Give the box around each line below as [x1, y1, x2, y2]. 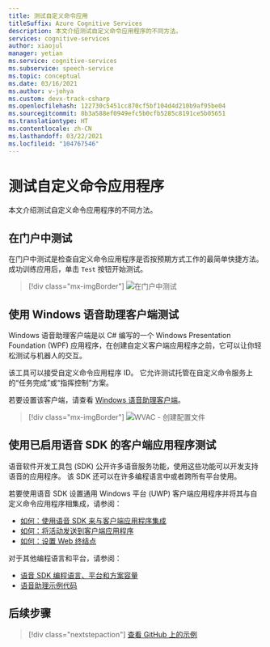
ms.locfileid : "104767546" [8, 139, 99, 148]
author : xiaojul [8, 42, 63, 50]
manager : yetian [8, 49, 63, 57]
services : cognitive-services [8, 34, 111, 43]
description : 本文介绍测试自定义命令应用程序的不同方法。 [8, 27, 182, 35]
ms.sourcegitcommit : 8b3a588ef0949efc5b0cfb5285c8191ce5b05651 [8, 110, 226, 118]
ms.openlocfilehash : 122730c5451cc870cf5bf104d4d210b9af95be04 [8, 102, 226, 110]
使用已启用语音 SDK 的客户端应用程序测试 [8, 438, 217, 452]
